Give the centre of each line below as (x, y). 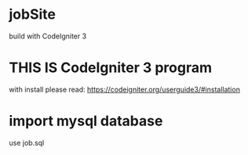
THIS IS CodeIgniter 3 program (111, 68)
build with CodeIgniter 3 (48, 36)
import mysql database (86, 121)
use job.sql (27, 142)
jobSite (32, 14)
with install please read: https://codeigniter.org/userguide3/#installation (124, 89)
